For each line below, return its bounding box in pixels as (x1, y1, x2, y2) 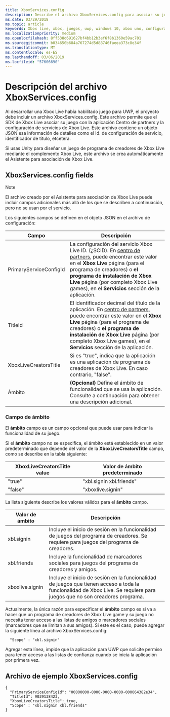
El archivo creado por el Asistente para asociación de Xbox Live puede (5, 194, 153, 200)
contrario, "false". (70, 371, 112, 378)
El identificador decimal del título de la (70, 299, 160, 307)
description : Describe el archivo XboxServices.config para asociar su (5, 12, 159, 17)
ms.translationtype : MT (5, 45, 56, 50)
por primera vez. (5, 657, 40, 663)
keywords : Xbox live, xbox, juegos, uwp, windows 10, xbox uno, (5, 26, 144, 31)
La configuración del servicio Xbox (70, 241, 153, 247)
